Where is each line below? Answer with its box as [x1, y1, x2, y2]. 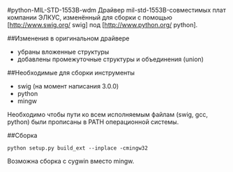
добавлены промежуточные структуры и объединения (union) [17, 55, 204, 63]
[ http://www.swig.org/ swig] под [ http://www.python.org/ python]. [7, 21, 198, 29]
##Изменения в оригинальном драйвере [7, 34, 130, 42]
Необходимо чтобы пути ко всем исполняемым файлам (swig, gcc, [7, 111, 208, 118]
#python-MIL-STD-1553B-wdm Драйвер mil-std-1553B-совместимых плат [7, 6, 227, 14]
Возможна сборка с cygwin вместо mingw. [7, 157, 135, 165]
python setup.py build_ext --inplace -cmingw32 [7, 145, 149, 152]
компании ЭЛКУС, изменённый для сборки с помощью [7, 13, 172, 22]
